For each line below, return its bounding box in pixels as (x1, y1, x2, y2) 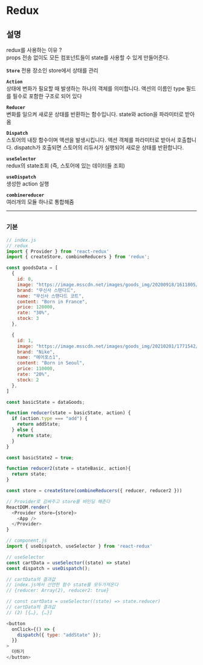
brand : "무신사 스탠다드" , (17, 287, 77, 293)
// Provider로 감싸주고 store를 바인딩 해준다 (6, 498, 111, 505)
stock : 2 (17, 377, 39, 383)
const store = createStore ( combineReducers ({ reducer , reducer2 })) (6, 488, 182, 494)
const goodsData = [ (6, 265, 59, 271)
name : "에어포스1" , (17, 354, 62, 360)
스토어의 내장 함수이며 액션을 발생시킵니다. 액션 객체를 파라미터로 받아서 (6, 137, 176, 143)
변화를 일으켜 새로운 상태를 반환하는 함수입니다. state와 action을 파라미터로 (6, 111, 184, 118)
